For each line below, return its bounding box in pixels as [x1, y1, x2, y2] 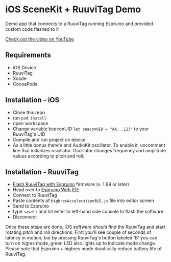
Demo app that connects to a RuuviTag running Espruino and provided [5, 21, 153, 27]
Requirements [5, 51, 51, 59]
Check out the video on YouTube [5, 36, 74, 42]
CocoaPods [12, 80, 38, 87]
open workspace [12, 120, 48, 126]
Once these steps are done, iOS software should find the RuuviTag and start [5, 224, 166, 230]
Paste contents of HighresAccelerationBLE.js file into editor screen [12, 197, 154, 204]
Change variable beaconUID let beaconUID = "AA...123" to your [12, 126, 149, 132]
